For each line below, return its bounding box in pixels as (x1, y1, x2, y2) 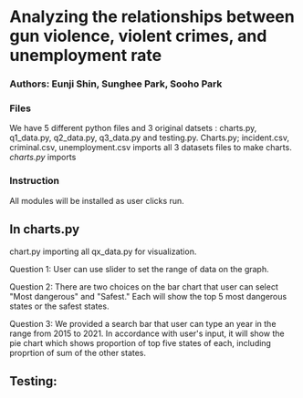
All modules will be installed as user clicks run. (9, 195, 184, 206)
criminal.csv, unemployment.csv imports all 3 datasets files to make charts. (9, 142, 292, 153)
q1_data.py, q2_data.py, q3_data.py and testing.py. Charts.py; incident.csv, (9, 132, 290, 143)
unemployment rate (9, 46, 162, 66)
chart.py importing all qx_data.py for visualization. (9, 246, 197, 257)
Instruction (9, 175, 60, 188)
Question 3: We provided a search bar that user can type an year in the (9, 318, 277, 329)
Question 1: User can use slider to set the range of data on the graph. (9, 263, 269, 274)
